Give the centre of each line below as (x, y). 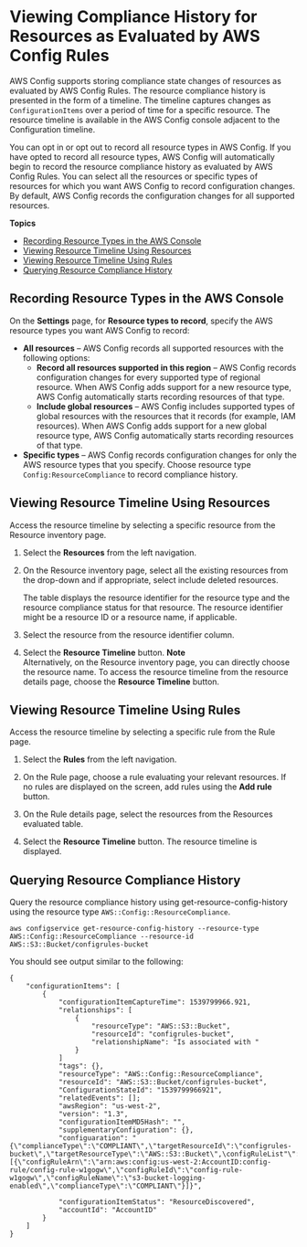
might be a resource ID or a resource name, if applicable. (130, 617)
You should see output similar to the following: (97, 962)
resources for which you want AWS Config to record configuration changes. (152, 185)
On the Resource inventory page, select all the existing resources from (155, 570)
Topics (23, 223)
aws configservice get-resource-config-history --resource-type (134, 929)
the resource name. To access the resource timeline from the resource (155, 671)
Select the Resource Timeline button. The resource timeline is (140, 841)
